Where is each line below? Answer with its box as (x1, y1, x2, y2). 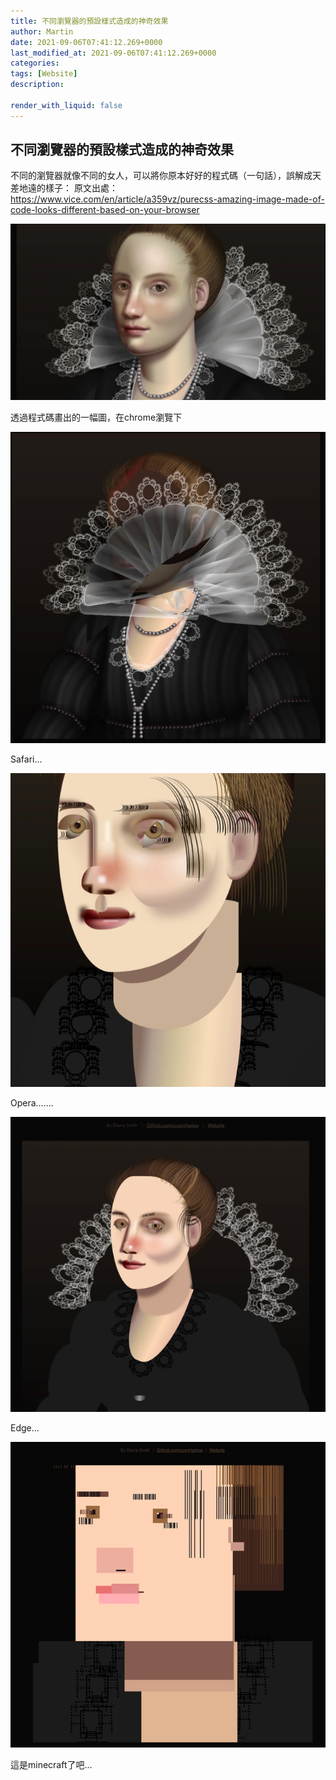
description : (10, 80, 65, 90)
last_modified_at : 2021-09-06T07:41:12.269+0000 (10, 48, 217, 58)
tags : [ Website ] (10, 69, 78, 79)
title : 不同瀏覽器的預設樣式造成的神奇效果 (10, 16, 169, 26)
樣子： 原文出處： (44, 182, 118, 194)
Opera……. (10, 1097, 54, 1109)
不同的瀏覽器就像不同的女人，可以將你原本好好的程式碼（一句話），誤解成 (10, 170, 313, 182)
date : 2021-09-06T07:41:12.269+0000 (10, 37, 163, 47)
